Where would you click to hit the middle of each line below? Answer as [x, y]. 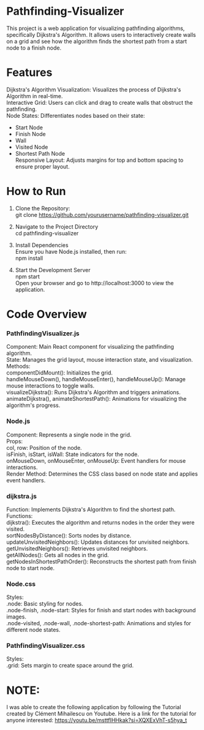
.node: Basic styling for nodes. [45, 604]
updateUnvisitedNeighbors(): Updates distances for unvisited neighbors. [98, 542]
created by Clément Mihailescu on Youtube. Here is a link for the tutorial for [101, 714]
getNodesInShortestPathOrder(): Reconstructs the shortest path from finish [101, 561]
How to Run [36, 192]
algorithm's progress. [33, 405]
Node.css [21, 584]
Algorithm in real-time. [35, 96]
